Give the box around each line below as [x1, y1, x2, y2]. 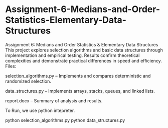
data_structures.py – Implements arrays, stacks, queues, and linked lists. [5, 88, 155, 94]
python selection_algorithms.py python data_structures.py [5, 117, 125, 123]
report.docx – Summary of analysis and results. [5, 97, 103, 104]
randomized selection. [5, 78, 51, 84]
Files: [5, 63, 17, 69]
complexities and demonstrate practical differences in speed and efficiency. [5, 57, 162, 63]
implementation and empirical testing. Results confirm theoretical [5, 52, 140, 58]
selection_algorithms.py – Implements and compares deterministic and [5, 73, 151, 79]
